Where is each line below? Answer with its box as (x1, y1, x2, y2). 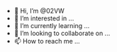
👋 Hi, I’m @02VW (13, 7, 65, 15)
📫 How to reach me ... (13, 37, 80, 45)
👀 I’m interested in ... (13, 14, 74, 22)
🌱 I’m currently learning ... (13, 22, 90, 30)
